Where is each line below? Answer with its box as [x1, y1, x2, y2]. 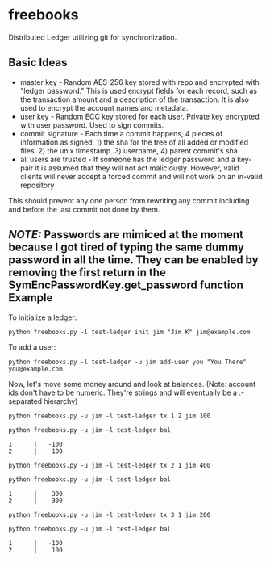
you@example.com [8, 365, 63, 373]
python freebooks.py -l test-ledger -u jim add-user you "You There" [8, 358, 247, 366]
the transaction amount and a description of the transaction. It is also [19, 94, 250, 104]
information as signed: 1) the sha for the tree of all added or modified [19, 137, 249, 147]
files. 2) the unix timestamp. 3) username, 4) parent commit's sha [19, 145, 238, 155]
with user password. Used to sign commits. [19, 120, 164, 130]
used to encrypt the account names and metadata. [19, 103, 189, 112]
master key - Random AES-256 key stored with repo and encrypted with [19, 77, 260, 86]
